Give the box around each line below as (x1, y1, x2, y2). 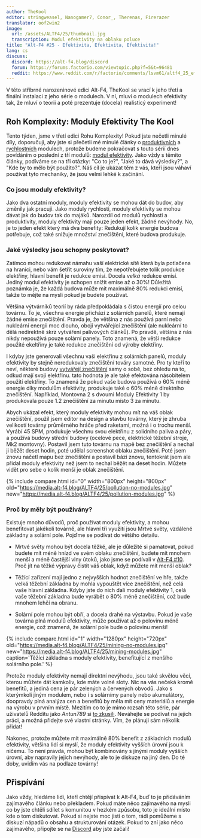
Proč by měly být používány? (6, 505, 93, 514)
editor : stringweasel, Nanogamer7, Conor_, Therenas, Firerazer (6, 14, 170, 20)
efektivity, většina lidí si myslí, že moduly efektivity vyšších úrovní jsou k (6, 740, 184, 748)
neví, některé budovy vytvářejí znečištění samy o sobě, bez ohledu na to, (6, 365, 187, 372)
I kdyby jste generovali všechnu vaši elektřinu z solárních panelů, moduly (6, 353, 187, 360)
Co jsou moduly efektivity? (6, 185, 86, 193)
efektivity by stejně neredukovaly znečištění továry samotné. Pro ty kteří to (6, 359, 190, 366)
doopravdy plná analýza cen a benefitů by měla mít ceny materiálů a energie (6, 697, 194, 705)
